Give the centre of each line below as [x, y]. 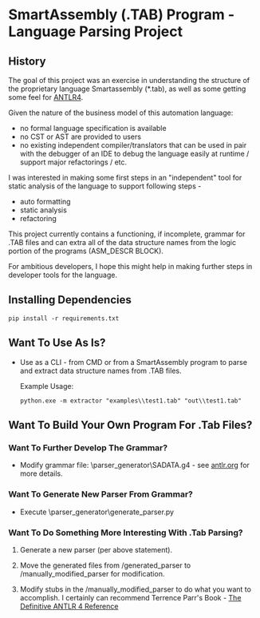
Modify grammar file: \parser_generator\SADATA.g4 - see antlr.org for [134, 465]
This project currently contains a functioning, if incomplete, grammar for [127, 234]
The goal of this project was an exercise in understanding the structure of [129, 80]
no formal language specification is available [93, 128]
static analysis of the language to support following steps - [105, 186]
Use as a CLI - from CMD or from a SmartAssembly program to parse [133, 362]
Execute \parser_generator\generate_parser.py [97, 512]
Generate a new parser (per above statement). [96, 549]
